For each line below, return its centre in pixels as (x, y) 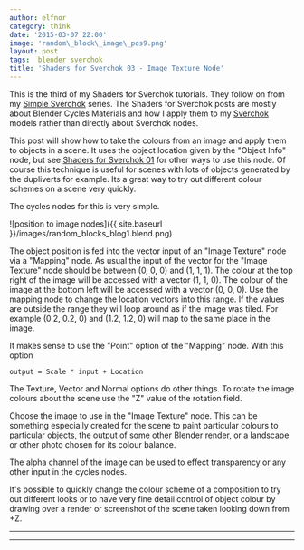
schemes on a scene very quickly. (73, 188)
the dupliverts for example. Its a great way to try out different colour (136, 179)
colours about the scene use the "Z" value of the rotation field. (126, 398)
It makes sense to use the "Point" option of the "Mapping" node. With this (147, 345)
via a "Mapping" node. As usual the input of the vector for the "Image (138, 260)
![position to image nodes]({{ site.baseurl (86, 224)
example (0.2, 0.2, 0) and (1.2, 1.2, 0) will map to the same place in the (140, 318)
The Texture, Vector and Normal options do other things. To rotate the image (152, 388)
